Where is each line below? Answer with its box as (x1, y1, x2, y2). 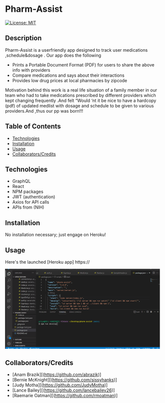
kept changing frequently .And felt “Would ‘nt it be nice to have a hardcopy (5, 97, 156, 103)
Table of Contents (5, 122, 61, 131)
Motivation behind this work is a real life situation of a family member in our (5, 87, 157, 93)
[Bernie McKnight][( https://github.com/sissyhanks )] (12, 377, 117, 383)
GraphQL (12, 178, 31, 184)
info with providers (12, 67, 51, 73)
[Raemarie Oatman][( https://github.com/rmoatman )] (12, 393, 118, 399)
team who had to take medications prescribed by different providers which (5, 92, 156, 98)
